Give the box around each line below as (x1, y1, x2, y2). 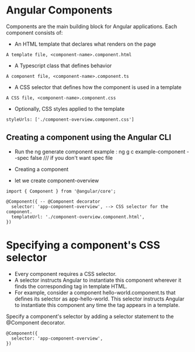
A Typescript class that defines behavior (14, 62, 112, 69)
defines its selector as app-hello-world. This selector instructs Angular (14, 295, 185, 302)
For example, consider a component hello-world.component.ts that (14, 289, 176, 296)
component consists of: (6, 29, 63, 36)
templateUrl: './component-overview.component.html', (11, 214, 145, 220)
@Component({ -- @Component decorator (6, 199, 100, 204)
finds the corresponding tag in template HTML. (14, 282, 127, 290)
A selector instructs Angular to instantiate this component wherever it (14, 276, 182, 283)
